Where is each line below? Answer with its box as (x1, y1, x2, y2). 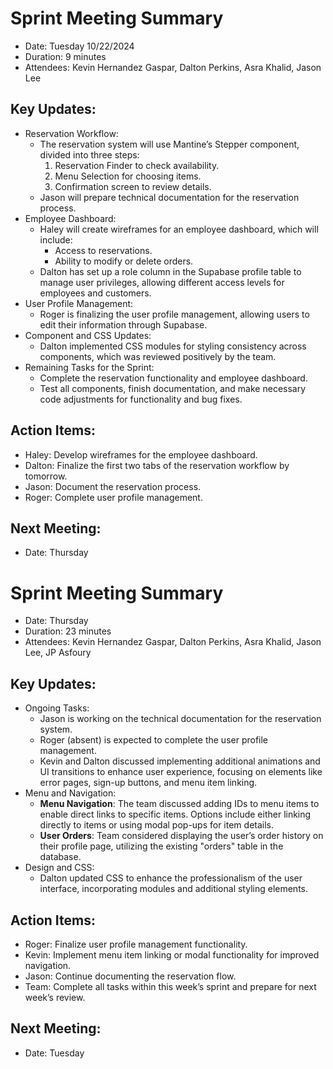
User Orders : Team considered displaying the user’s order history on (39, 830, 324, 842)
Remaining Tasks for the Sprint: (24, 361, 155, 373)
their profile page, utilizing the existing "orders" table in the (39, 840, 284, 852)
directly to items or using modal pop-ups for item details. (39, 819, 275, 831)
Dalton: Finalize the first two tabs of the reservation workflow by (24, 459, 290, 471)
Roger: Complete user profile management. (24, 491, 203, 503)
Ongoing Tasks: (24, 702, 90, 714)
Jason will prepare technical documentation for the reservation (39, 191, 300, 203)
